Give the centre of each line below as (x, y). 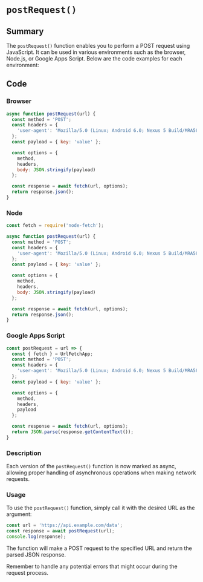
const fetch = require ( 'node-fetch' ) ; (55, 226)
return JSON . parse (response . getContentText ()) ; (73, 432)
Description (24, 453)
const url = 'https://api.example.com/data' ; (64, 525)
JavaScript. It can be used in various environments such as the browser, (96, 52)
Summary (25, 31)
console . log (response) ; (36, 537)
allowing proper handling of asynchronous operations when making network (101, 472)
